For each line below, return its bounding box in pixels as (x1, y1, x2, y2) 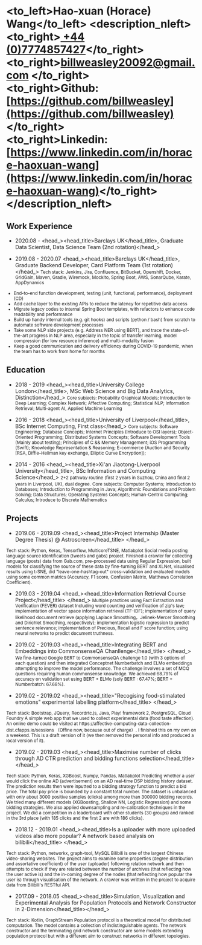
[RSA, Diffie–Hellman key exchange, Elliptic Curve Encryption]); (14, 450, 147, 456)
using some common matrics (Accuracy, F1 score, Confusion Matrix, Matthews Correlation (6, 574, 194, 580)
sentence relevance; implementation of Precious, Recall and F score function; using (14, 625, 188, 631)
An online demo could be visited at (6, 721, 78, 727)
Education (6, 365, 46, 375)
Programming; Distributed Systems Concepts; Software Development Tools (34, 434, 191, 440)
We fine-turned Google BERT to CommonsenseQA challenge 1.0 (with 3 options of (14, 655, 185, 661)
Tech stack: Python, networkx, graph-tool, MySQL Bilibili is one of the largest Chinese (6, 850, 184, 856)
